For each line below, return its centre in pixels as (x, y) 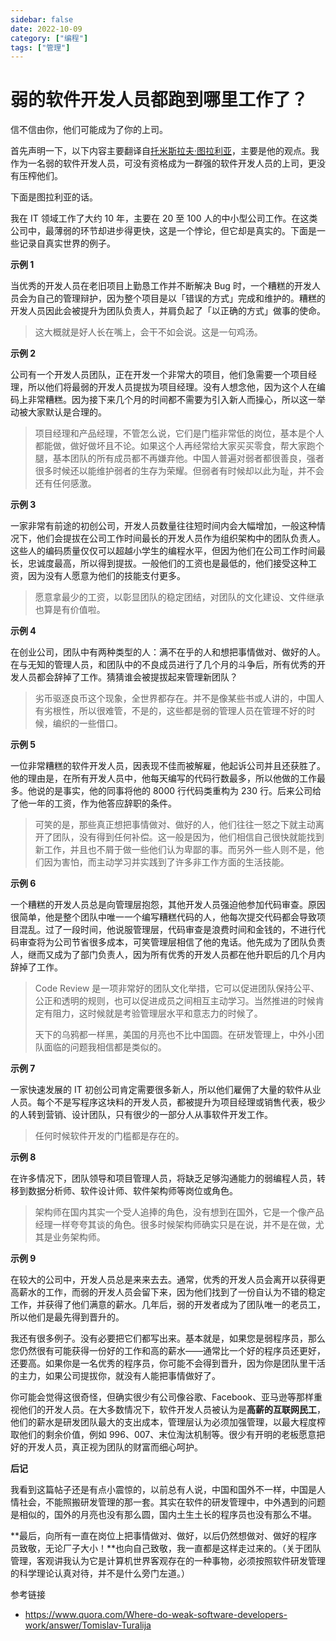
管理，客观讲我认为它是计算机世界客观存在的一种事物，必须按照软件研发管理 (168, 1561)
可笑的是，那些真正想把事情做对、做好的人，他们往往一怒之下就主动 (175, 825)
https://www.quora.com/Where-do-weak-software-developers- (156, 1615)
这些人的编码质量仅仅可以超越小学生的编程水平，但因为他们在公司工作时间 (163, 551)
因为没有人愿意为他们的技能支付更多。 (106, 576)
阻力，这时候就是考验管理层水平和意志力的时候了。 (157, 1013)
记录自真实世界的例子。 (67, 243)
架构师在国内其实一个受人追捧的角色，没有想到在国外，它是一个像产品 (179, 1212)
